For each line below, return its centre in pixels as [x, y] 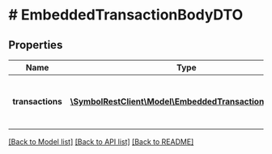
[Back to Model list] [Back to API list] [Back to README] [101, 142]
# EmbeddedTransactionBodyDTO [126, 15]
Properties [36, 45]
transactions [37, 101]
